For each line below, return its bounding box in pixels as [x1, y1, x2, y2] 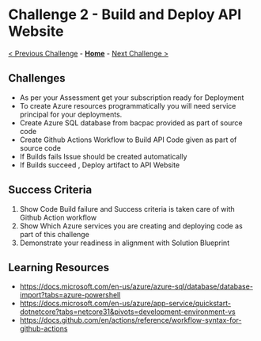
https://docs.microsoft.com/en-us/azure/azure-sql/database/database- [19, 282, 253, 291]
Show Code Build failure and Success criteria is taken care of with [19, 204, 235, 213]
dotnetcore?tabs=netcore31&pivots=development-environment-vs [19, 307, 236, 316]
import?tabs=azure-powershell [19, 290, 121, 300]
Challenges [8, 71, 66, 85]
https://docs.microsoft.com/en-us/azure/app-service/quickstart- [19, 299, 232, 308]
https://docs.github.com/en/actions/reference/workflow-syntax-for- [19, 316, 242, 325]
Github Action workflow [19, 213, 97, 222]
